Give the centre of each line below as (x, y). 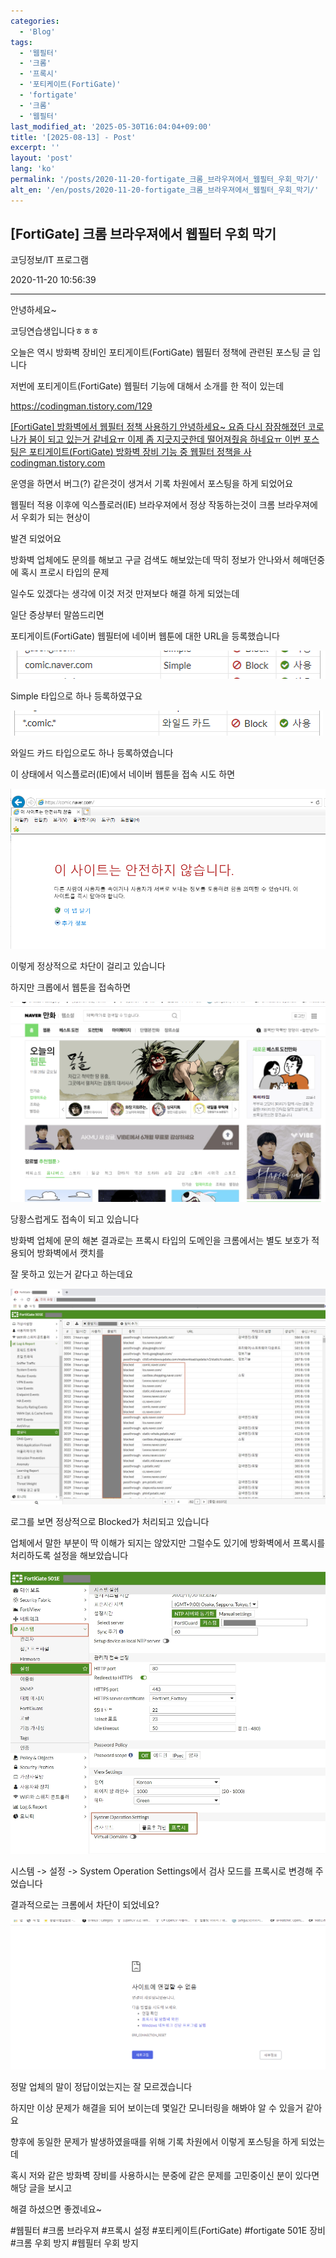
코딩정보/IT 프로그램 (49, 260)
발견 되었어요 (36, 539)
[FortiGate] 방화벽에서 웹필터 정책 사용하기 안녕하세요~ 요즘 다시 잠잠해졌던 (158, 427)
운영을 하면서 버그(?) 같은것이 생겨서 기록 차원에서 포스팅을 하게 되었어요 (152, 484)
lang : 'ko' (33, 169)
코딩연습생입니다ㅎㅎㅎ (55, 331)
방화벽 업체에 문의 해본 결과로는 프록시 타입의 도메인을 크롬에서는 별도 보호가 (160, 1240)
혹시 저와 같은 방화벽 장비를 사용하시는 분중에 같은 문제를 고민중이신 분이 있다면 (165, 2175)
